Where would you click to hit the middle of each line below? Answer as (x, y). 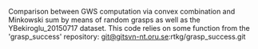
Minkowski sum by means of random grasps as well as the (105, 20)
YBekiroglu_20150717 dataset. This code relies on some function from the (129, 28)
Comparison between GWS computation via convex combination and (122, 11)
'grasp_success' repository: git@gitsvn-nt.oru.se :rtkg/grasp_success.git (127, 36)
